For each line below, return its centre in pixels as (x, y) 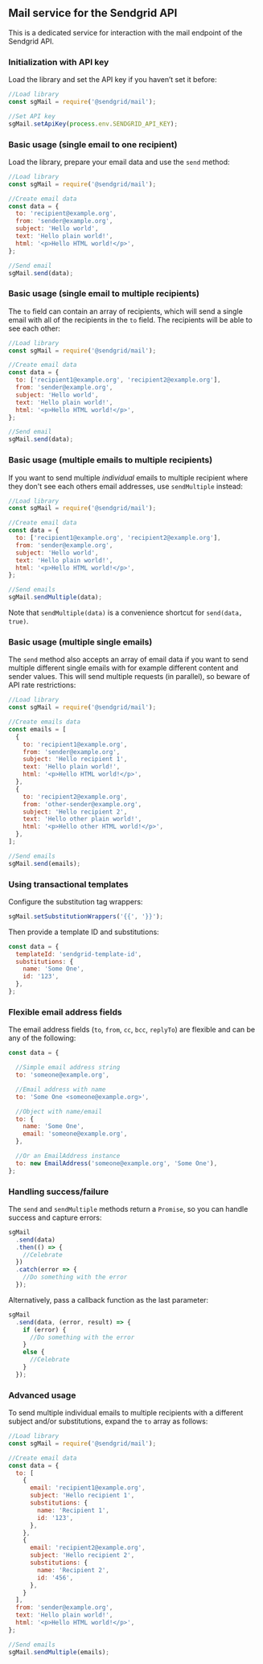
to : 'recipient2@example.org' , (75, 797)
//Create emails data (45, 722)
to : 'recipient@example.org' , (66, 214)
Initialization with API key (59, 62)
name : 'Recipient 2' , (74, 1570)
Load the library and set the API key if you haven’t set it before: (113, 80)
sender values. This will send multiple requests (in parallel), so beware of (129, 677)
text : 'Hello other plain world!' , (82, 819)
